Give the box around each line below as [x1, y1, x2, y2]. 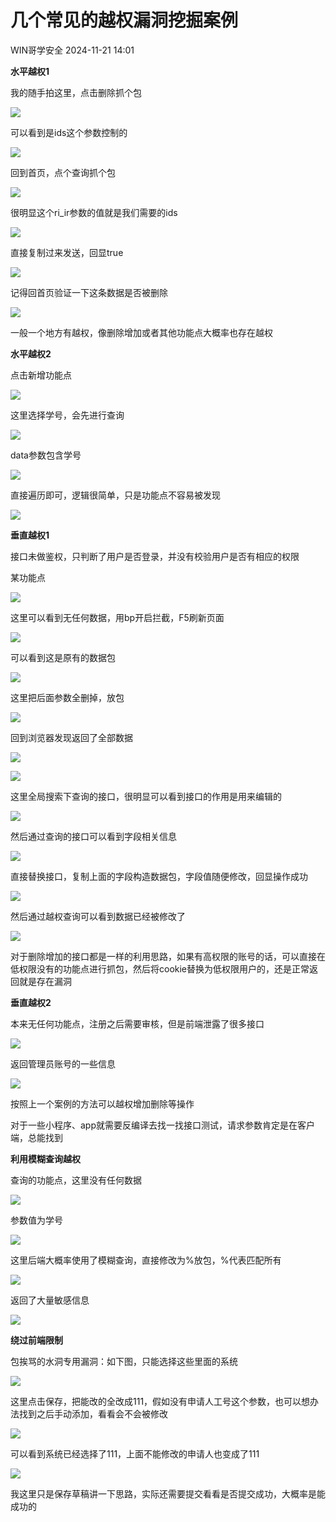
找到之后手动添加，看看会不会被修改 [18, 1407, 168, 1420]
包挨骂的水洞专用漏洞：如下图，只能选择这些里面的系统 [10, 1355, 238, 1367]
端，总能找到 [10, 1131, 63, 1143]
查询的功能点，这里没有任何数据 [10, 1174, 142, 1186]
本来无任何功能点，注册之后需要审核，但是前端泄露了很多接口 [10, 1017, 265, 1030]
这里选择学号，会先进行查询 [10, 409, 125, 421]
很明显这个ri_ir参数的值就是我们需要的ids [10, 206, 178, 218]
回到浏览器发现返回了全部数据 [10, 731, 133, 743]
